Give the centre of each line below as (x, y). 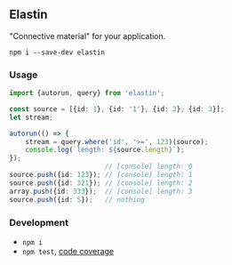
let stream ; (31, 117)
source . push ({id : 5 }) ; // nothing (77, 199)
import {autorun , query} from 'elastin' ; (87, 93)
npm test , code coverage (68, 251)
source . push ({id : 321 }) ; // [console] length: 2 (101, 183)
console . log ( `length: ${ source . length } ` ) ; (105, 150)
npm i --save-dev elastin (57, 52)
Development (39, 222)
